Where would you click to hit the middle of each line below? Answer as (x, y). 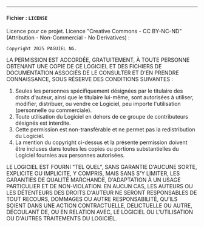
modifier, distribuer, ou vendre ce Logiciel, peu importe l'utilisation (98, 104)
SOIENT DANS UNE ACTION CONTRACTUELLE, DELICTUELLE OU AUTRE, (99, 206)
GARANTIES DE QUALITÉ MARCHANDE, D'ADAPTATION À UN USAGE (93, 180)
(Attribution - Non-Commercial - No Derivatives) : (68, 38)
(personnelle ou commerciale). (53, 110)
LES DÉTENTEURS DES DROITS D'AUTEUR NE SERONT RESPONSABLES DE (102, 193)
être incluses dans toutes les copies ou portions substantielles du (97, 149)
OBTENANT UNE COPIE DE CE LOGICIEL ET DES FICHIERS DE (84, 67)
